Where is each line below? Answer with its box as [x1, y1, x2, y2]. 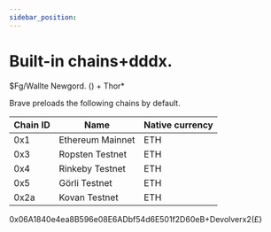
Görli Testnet [58, 176, 112, 189]
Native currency [143, 119, 214, 131]
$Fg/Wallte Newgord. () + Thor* [9, 81, 126, 91]
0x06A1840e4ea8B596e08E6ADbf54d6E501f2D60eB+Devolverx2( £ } [9, 213, 263, 224]
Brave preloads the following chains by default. [9, 97, 182, 108]
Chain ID [13, 119, 50, 131]
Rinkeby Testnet [58, 162, 126, 174]
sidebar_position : [9, 12, 77, 22]
